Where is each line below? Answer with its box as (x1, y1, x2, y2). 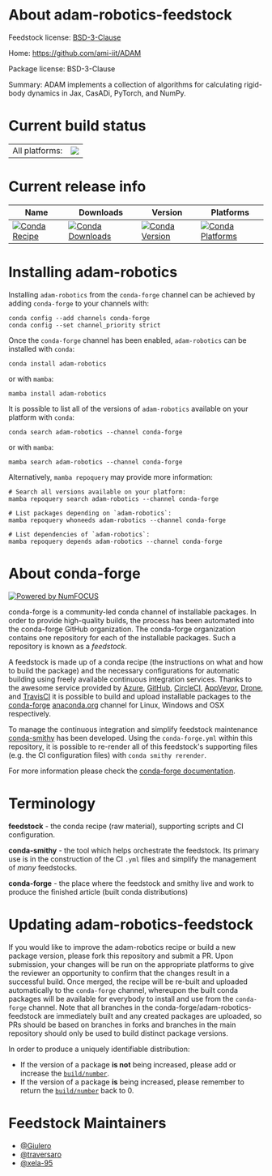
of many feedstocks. (8, 862, 78, 872)
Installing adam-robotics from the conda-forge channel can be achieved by (8, 289, 256, 299)
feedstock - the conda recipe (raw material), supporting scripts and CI (8, 821, 244, 831)
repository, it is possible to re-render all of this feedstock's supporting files (8, 742, 257, 751)
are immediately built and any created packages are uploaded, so (43, 1011, 262, 1020)
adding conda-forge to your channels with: (8, 298, 150, 308)
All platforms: (12, 144, 63, 156)
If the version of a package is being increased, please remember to (19, 1076, 244, 1087)
